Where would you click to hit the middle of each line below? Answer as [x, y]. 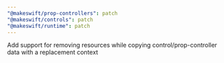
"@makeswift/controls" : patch [50, 20]
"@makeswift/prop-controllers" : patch [62, 13]
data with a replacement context [53, 52]
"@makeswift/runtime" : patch [49, 26]
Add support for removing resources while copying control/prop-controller [112, 45]
